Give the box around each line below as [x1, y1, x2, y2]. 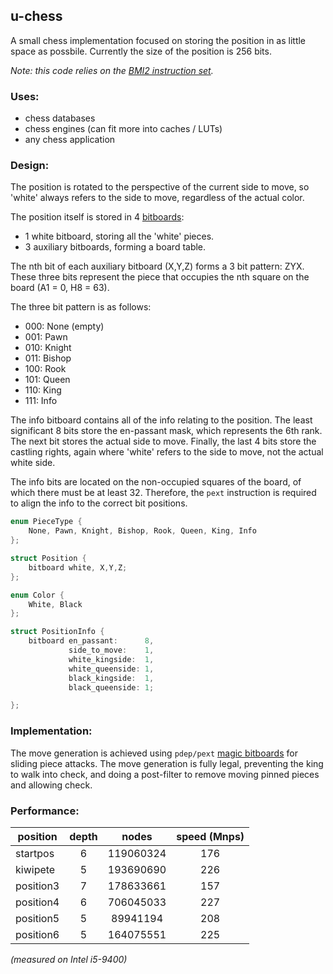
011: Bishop [24, 352, 72, 364]
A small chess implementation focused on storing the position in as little [10, 34, 307, 46]
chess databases [24, 112, 96, 124]
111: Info [24, 395, 58, 407]
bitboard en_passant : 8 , [28, 636, 155, 646]
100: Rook [24, 363, 67, 375]
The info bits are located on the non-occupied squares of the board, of [10, 476, 302, 488]
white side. [10, 457, 56, 469]
